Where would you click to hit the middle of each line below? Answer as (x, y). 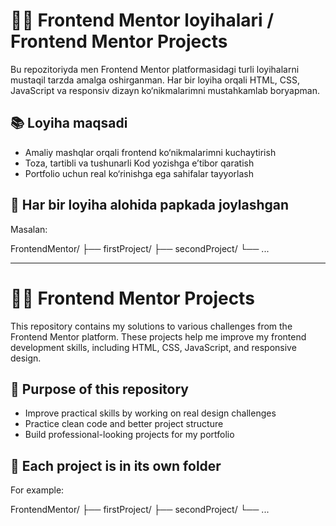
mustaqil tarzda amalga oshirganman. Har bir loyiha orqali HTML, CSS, (155, 80)
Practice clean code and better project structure (124, 424)
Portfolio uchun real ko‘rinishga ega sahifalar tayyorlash (139, 173)
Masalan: (29, 229)
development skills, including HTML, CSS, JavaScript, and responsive (153, 347)
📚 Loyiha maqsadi (69, 123)
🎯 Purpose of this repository (99, 389)
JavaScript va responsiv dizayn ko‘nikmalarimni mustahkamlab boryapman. (165, 90)
